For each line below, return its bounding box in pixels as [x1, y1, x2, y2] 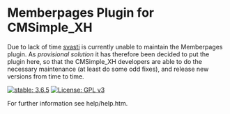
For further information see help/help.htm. [7, 99, 128, 107]
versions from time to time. [7, 72, 85, 81]
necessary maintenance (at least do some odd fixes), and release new [7, 65, 209, 73]
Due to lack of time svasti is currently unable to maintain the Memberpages [7, 42, 223, 51]
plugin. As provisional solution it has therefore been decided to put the [7, 50, 210, 58]
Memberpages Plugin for [7, 5, 155, 21]
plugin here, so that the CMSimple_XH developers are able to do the [7, 57, 202, 65]
